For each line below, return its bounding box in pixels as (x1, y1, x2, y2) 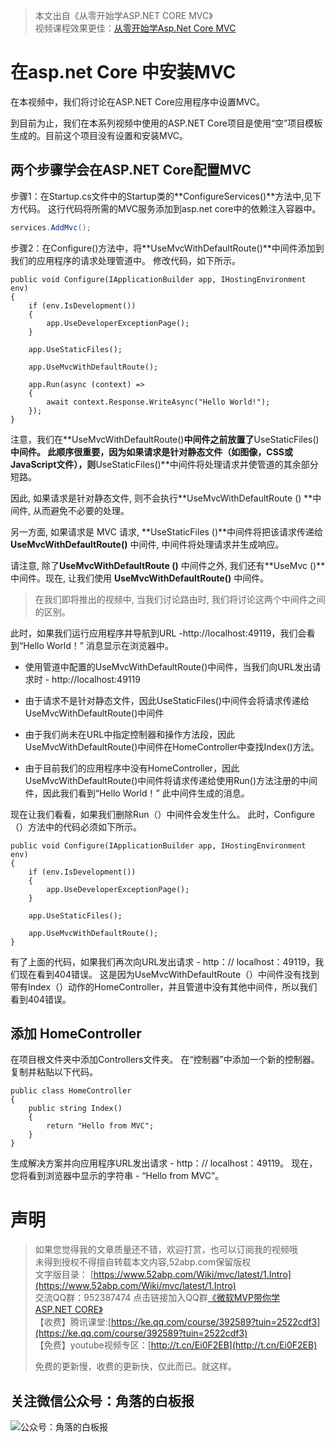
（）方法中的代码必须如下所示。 (10, 820, 142, 833)
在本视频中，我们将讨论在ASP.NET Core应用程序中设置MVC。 (10, 95, 265, 108)
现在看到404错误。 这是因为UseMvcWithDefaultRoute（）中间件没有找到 (18, 968, 320, 980)
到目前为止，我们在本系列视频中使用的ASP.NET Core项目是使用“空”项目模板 (10, 117, 323, 129)
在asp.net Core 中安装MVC (10, 61, 237, 84)
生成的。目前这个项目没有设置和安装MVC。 (10, 129, 189, 141)
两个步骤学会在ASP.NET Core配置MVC (10, 162, 252, 179)
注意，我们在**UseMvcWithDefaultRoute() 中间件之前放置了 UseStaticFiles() (10, 433, 320, 445)
